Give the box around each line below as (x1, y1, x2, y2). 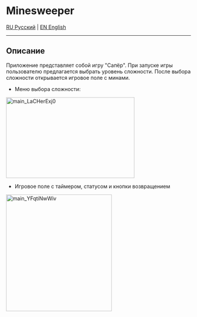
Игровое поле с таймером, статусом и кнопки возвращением (14, 183, 171, 190)
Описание (6, 46, 45, 56)
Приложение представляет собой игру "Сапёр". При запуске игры (6, 62, 173, 69)
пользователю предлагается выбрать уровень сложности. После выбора (6, 68, 191, 75)
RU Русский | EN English (6, 23, 66, 31)
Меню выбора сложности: (14, 85, 81, 92)
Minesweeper (6, 4, 74, 18)
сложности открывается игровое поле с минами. (6, 74, 130, 81)
